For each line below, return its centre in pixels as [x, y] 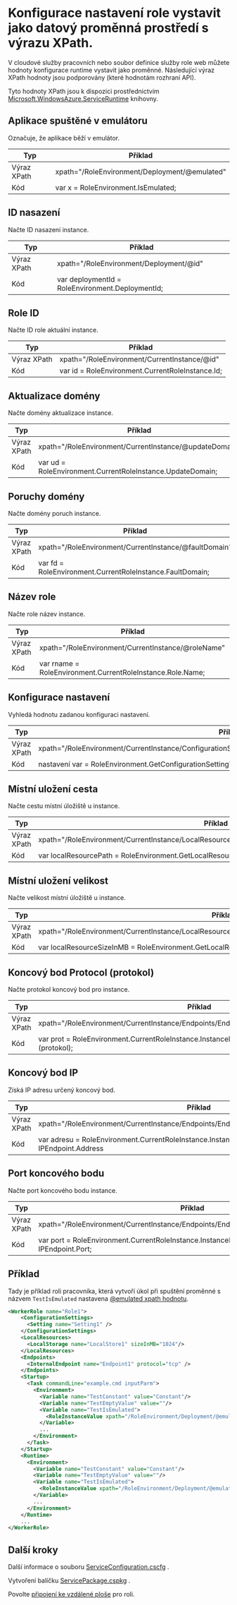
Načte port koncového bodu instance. [63, 1190]
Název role [32, 597]
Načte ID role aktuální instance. [53, 330]
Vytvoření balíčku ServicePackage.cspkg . [69, 1581]
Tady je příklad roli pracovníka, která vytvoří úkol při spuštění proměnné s [114, 1291]
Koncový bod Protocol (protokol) [81, 972]
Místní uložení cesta [53, 789]
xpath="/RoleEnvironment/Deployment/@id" [130, 263]
